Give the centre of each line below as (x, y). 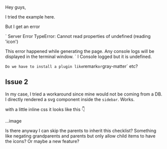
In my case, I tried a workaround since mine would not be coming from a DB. (84, 94)
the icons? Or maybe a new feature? (42, 141)
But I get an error (23, 26)
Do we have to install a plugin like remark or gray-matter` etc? (72, 66)
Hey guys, (16, 7)
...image (13, 121)
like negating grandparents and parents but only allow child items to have (80, 136)
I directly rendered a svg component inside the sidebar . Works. (70, 99)
